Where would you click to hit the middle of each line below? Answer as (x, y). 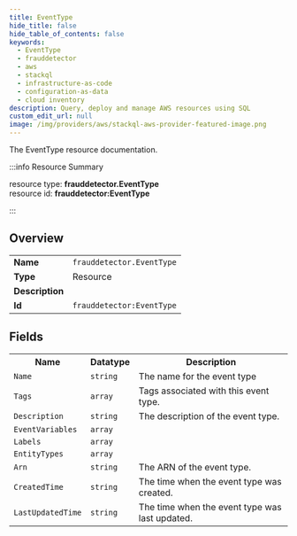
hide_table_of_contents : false (67, 34)
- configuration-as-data (63, 91)
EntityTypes (39, 454)
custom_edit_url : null (51, 116)
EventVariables (46, 429)
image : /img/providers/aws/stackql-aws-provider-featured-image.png (138, 125)
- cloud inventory (51, 100)
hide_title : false (43, 26)
